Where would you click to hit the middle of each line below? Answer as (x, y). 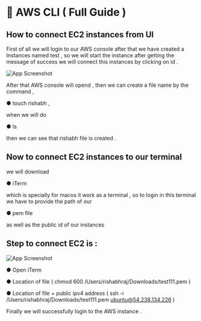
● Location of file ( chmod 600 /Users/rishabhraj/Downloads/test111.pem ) (98, 281)
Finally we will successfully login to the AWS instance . (74, 311)
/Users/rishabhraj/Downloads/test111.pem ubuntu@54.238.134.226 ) (91, 299)
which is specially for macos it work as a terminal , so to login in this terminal (101, 195)
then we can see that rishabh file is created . (61, 138)
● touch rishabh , (28, 103)
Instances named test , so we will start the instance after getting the (90, 55)
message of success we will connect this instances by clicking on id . (92, 62)
